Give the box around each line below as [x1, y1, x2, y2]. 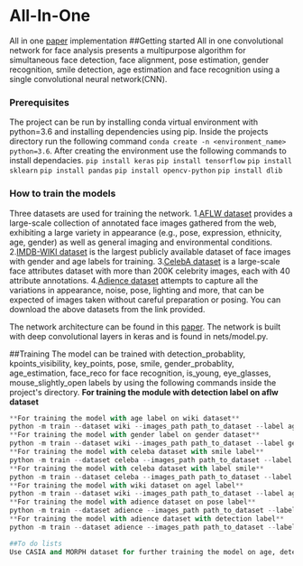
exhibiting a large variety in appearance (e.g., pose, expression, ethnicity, [9, 227, 282, 237]
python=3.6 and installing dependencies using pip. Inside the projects [9, 126, 269, 137]
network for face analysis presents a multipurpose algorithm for [9, 44, 246, 55]
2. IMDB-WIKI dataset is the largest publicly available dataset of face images [9, 246, 291, 257]
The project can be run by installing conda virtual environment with [9, 116, 259, 127]
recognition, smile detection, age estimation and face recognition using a [9, 64, 280, 75]
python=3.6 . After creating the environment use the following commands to [9, 145, 287, 156]
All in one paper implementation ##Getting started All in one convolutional [9, 35, 284, 46]
